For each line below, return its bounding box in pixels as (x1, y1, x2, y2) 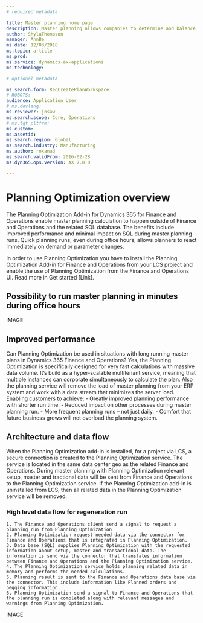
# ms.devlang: (6, 103, 42, 109)
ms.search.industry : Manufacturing (6, 142, 96, 149)
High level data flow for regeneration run (6, 508, 128, 516)
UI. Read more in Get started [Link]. (6, 273, 95, 281)
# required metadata (6, 8, 59, 15)
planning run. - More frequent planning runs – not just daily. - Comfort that (6, 408, 192, 415)
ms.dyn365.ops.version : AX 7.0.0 (6, 159, 91, 165)
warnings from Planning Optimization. (6, 601, 104, 607)
